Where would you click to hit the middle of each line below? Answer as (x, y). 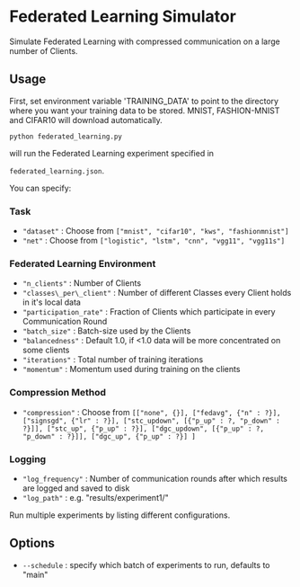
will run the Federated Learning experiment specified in (111, 153)
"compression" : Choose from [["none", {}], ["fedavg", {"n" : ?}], (151, 412)
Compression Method (57, 393)
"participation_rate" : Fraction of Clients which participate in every (149, 312)
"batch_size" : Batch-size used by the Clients (106, 331)
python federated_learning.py (66, 137)
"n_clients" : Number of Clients (82, 283)
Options (32, 543)
